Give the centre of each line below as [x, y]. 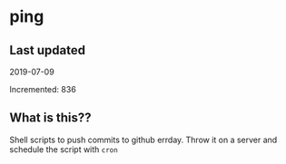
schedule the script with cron [64, 149]
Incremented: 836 [43, 89]
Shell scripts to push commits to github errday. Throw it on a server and [143, 140]
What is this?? [50, 118]
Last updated [48, 50]
